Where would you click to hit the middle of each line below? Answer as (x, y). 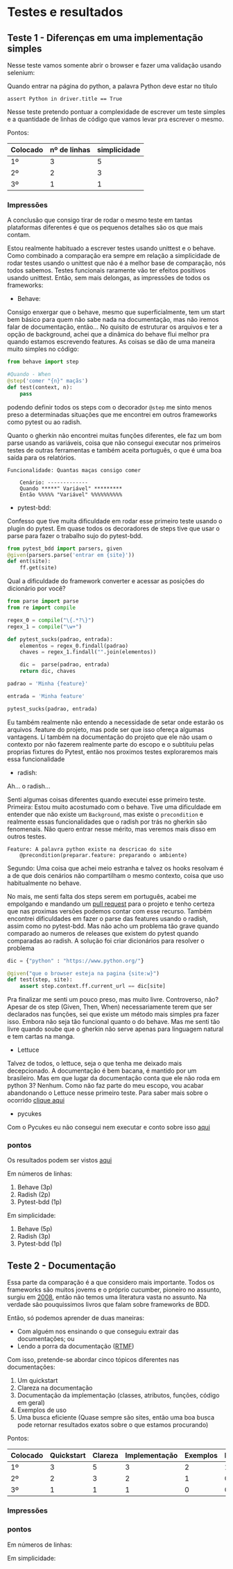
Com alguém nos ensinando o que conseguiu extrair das (98, 1331)
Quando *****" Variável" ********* (71, 488)
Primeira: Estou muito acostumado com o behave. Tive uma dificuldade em (114, 806)
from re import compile (42, 608)
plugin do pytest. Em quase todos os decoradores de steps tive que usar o (113, 528)
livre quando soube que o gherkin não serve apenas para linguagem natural (115, 1029)
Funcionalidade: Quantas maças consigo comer (74, 470)
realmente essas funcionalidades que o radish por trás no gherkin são (107, 822)
